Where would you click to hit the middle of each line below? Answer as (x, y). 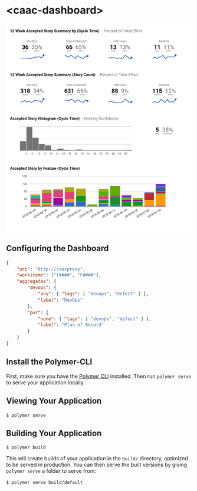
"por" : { (38, 312)
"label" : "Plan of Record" (71, 325)
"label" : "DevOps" (60, 300)
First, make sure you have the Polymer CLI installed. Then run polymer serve (99, 376)
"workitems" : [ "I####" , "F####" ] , (59, 275)
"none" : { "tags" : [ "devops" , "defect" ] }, (94, 319)
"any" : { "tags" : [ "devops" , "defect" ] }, (93, 294)
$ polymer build (26, 448)
